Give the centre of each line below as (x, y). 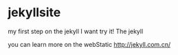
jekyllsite (34, 13)
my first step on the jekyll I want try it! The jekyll (76, 31)
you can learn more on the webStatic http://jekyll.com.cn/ (89, 44)
